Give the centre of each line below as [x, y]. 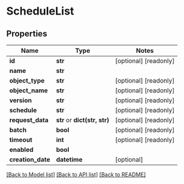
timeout [21, 140]
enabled [21, 150]
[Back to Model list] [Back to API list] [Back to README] [76, 175]
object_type [27, 80]
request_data [29, 120]
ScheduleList [40, 11]
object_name [29, 90]
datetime [69, 159]
